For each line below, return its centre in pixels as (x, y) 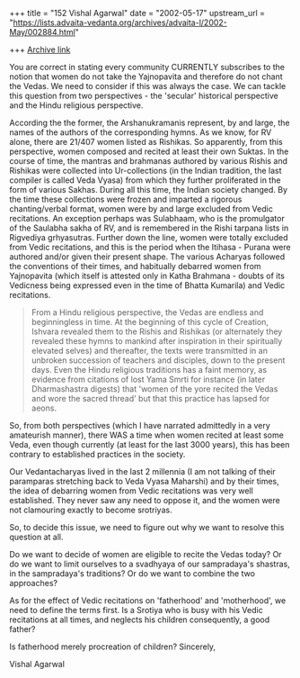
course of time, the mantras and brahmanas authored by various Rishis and (149, 161)
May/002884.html (43, 32)
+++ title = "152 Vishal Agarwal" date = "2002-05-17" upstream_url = (137, 13)
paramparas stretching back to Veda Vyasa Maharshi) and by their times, (145, 481)
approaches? (34, 583)
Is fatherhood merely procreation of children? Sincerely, (113, 646)
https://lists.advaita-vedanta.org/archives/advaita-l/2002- (120, 23)
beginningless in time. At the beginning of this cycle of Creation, (150, 322)
